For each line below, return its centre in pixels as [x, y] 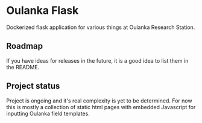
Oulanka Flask [43, 11]
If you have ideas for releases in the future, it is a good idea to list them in [97, 60]
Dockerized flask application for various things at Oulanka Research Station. [101, 27]
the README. [23, 67]
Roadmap [25, 46]
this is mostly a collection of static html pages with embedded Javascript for [101, 107]
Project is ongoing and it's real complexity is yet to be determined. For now [99, 101]
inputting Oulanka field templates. [48, 113]
